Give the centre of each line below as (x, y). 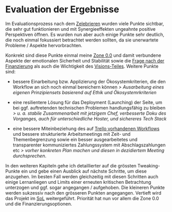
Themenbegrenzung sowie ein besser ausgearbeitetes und (75, 139)
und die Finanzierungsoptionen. (39, 204)
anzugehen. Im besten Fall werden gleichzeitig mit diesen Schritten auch (82, 176)
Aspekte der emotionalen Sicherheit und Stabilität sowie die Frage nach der (85, 60)
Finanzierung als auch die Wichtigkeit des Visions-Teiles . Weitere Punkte (82, 66)
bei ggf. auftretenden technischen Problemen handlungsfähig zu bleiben (89, 108)
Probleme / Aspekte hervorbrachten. (44, 45)
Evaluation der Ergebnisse (62, 9)
